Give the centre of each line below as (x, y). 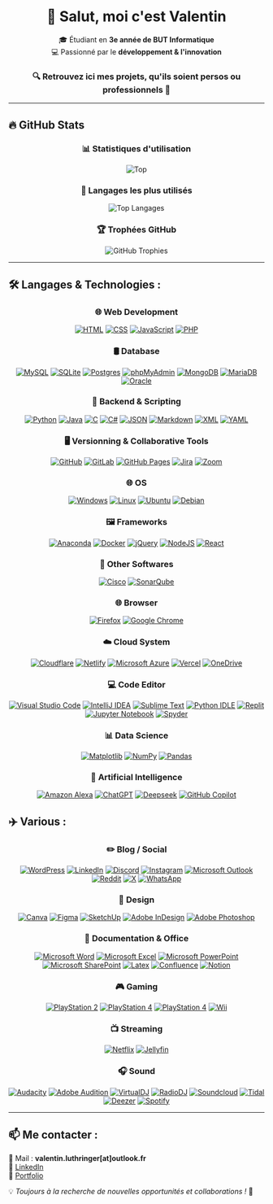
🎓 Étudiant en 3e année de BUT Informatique (136, 39)
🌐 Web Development (136, 312)
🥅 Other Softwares (136, 564)
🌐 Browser (136, 603)
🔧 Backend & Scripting (136, 402)
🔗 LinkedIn (26, 1167)
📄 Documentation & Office (136, 939)
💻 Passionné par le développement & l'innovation (136, 51)
